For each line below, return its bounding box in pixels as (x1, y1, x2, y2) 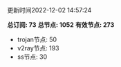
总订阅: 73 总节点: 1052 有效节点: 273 (7, 21, 115, 29)
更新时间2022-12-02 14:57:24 (7, 6, 92, 14)
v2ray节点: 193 (17, 44, 59, 52)
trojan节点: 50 (17, 35, 57, 44)
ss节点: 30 (17, 52, 48, 61)
